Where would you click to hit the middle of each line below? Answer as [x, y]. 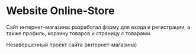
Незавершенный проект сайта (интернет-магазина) [72, 45]
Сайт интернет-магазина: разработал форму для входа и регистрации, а [98, 27]
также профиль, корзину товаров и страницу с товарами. [79, 33]
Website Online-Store [60, 11]
